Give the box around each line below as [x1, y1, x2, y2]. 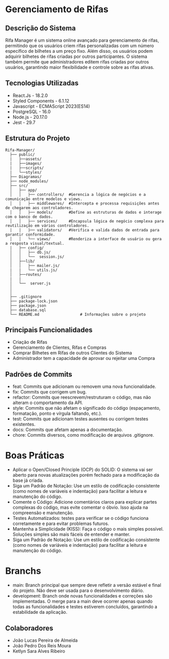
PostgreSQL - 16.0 [12, 108, 51, 115]
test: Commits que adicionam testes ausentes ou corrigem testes [12, 416, 148, 422]
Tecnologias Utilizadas [5, 79, 79, 87]
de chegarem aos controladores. [5, 205, 73, 210]
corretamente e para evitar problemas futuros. [12, 520, 109, 526]
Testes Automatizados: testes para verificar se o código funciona [12, 515, 149, 521]
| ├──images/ [10, 161, 42, 166]
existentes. [12, 421, 35, 427]
